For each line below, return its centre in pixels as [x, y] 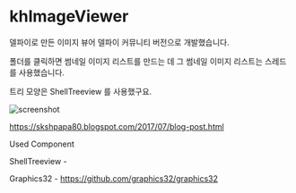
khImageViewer [69, 17]
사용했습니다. [42, 72]
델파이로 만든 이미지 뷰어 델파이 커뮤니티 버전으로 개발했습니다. [120, 42]
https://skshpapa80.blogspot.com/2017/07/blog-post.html [117, 126]
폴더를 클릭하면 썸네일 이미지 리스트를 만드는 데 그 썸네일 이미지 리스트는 [136, 61]
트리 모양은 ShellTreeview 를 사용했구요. [81, 91]
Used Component [42, 144]
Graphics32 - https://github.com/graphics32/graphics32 [113, 178]
